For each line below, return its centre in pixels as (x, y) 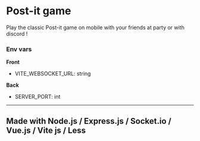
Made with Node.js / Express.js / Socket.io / (89, 121)
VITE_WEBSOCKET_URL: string (53, 74)
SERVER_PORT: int (37, 97)
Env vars (19, 49)
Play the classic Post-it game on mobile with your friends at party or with (95, 27)
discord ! (17, 33)
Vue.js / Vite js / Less (46, 130)
